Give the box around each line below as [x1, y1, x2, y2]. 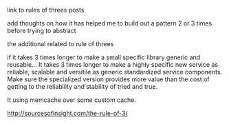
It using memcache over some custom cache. [7, 96, 136, 104]
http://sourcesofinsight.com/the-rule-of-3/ [7, 110, 129, 117]
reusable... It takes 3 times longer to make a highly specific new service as [7, 61, 219, 68]
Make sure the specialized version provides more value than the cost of [7, 75, 210, 83]
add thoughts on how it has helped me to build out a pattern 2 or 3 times [7, 19, 212, 27]
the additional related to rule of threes [7, 40, 114, 48]
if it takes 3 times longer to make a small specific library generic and [7, 53, 201, 61]
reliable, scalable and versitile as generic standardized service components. [7, 68, 223, 76]
